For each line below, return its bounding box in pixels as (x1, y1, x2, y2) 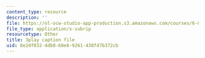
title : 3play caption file (6, 37, 75, 43)
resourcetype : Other (6, 31, 59, 37)
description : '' (6, 14, 48, 21)
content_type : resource (6, 8, 67, 15)
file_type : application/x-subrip (6, 25, 92, 32)
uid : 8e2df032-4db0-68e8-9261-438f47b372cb (6, 43, 119, 49)
